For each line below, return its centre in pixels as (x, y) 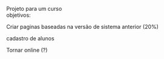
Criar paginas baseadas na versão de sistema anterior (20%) (83, 27)
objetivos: (19, 15)
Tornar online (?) (27, 50)
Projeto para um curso (34, 9)
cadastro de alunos (30, 38)
